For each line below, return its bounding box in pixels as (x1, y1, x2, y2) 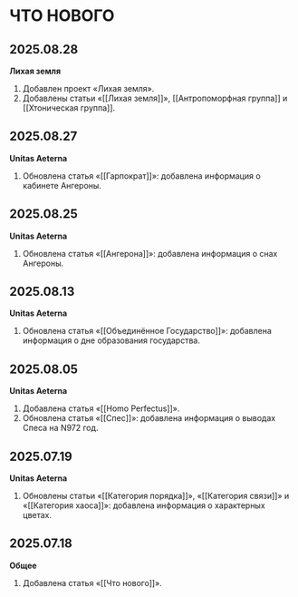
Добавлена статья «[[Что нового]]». (22, 577, 163, 588)
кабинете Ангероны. (22, 180, 102, 191)
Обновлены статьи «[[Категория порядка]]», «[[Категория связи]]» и (22, 491, 290, 502)
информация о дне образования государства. (22, 335, 201, 346)
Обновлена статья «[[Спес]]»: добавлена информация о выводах (22, 413, 276, 424)
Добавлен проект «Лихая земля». (22, 83, 155, 93)
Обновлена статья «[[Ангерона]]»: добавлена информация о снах (22, 248, 278, 259)
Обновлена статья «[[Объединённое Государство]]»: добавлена (22, 326, 272, 337)
